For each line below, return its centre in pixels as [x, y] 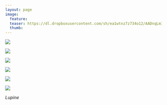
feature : [19, 19]
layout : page [19, 10]
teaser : [18, 23]
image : [12, 14]
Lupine [12, 98]
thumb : [16, 28]
